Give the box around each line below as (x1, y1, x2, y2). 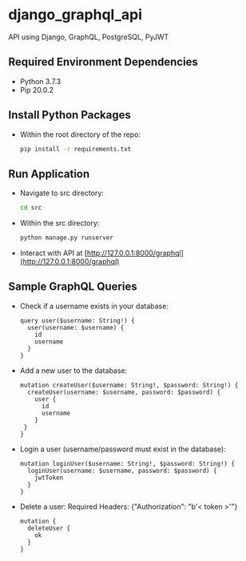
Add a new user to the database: (19, 366, 128, 375)
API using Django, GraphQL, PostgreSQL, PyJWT (8, 32, 169, 42)
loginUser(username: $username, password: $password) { (27, 467, 217, 475)
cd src (19, 204, 42, 212)
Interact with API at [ (19, 248, 88, 258)
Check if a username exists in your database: (19, 301, 169, 311)
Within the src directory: (19, 218, 100, 228)
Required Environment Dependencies (8, 55, 198, 69)
